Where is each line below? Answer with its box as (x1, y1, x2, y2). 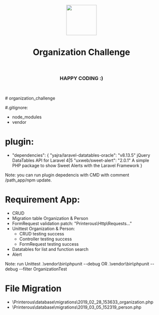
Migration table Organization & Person (12, 216, 89, 221)
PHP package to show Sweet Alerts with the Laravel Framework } (12, 163, 143, 168)
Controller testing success (19, 236, 72, 242)
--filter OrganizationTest (19, 266, 67, 272)
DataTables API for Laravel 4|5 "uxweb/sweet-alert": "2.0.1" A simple (12, 158, 149, 164)
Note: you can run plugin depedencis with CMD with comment (5, 172, 129, 178)
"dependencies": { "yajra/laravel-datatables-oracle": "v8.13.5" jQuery (12, 152, 150, 158)
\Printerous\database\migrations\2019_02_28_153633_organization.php (12, 299, 154, 305)
